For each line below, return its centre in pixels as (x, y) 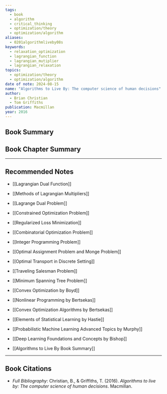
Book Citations (29, 369)
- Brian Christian (29, 98)
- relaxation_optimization (38, 51)
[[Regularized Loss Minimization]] (47, 222)
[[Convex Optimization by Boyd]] (46, 290)
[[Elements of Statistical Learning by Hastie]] (58, 319)
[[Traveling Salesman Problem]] (45, 271)
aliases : (14, 38)
